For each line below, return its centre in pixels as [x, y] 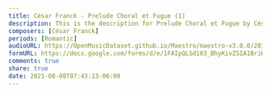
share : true [28, 69]
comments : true [34, 61]
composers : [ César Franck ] [54, 31]
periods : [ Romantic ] [43, 38]
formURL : [23, 53]
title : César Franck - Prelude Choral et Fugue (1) [97, 16]
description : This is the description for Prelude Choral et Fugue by [129, 23]
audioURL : [25, 46]
